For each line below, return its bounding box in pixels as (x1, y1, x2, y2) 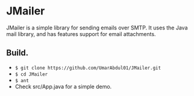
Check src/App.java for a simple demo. (14, 83, 112, 90)
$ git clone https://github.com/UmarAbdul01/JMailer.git (14, 65, 161, 71)
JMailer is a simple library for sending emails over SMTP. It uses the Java (6, 24, 188, 31)
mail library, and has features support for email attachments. (6, 30, 156, 37)
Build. (6, 48, 29, 58)
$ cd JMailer (14, 71, 48, 77)
